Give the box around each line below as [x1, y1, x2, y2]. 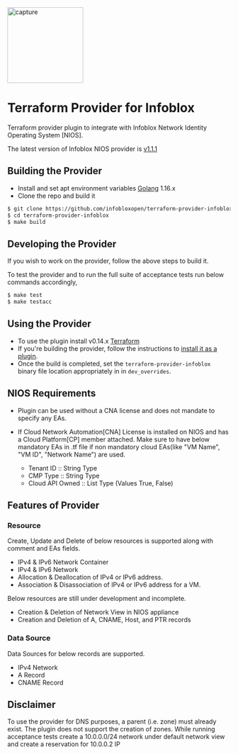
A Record [17, 670, 45, 679]
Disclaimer [7, 698, 56, 711]
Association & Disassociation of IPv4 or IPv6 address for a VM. [17, 580, 201, 589]
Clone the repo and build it [17, 191, 96, 200]
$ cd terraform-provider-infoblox [7, 212, 110, 219]
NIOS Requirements [7, 388, 96, 400]
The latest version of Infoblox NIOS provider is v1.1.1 [7, 145, 158, 153]
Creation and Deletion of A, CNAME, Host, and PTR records [17, 616, 191, 624]
